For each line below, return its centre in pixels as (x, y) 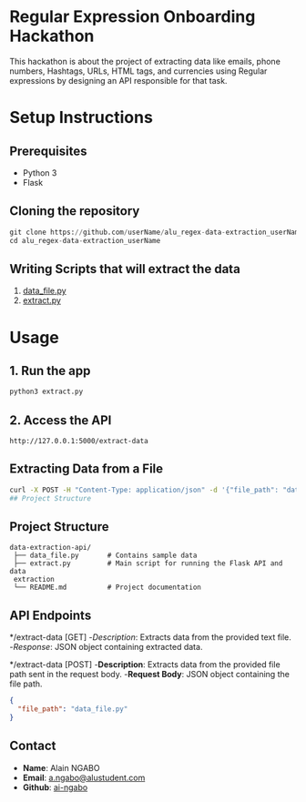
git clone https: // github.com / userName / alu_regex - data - (117, 232)
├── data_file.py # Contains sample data (105, 556)
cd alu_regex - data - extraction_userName (85, 240)
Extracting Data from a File (87, 469)
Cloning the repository (75, 211)
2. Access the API (61, 420)
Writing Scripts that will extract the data (125, 269)
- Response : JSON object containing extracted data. (106, 647)
